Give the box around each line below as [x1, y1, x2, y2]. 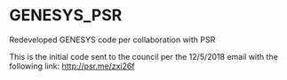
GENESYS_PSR [9, 5, 123, 25]
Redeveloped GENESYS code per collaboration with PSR [9, 34, 216, 45]
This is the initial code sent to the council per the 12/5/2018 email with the [9, 51, 278, 62]
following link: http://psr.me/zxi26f [9, 61, 135, 71]
